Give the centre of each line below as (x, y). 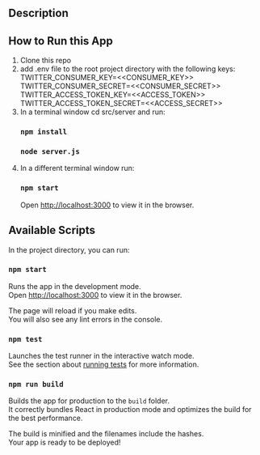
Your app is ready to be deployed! (65, 442)
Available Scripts (52, 230)
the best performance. (46, 418)
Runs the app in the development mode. (75, 286)
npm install (43, 132)
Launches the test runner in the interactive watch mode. (102, 356)
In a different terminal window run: (77, 168)
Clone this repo (45, 61)
